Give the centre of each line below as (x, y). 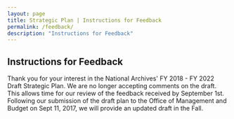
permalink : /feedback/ (40, 27)
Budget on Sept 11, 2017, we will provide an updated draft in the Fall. (105, 108)
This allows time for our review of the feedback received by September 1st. (116, 93)
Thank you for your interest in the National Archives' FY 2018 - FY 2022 (111, 78)
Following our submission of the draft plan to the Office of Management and (117, 101)
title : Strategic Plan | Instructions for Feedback (84, 20)
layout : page (26, 14)
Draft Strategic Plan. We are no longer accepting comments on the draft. (112, 86)
